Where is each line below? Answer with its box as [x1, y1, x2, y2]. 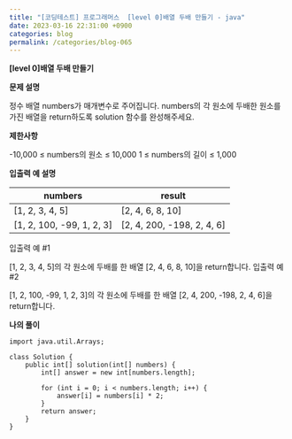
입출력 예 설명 [9, 168, 56, 179]
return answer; [41, 407, 97, 416]
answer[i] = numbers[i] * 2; [56, 391, 165, 401]
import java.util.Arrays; [9, 337, 104, 346]
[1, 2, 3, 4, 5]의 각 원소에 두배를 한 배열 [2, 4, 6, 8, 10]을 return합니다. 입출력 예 [9, 262, 284, 273]
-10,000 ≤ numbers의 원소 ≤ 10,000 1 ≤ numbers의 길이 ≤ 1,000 [9, 150, 237, 160]
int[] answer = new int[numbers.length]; [41, 368, 196, 377]
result [160, 189, 186, 202]
